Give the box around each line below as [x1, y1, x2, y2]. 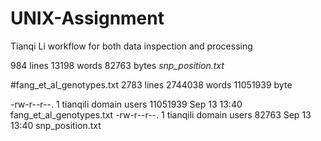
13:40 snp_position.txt [10, 119, 102, 131]
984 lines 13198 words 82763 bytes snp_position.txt [10, 59, 225, 71]
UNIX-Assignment [10, 7, 165, 30]
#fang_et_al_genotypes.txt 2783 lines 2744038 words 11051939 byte [10, 78, 293, 91]
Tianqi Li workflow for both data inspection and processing [10, 40, 253, 52]
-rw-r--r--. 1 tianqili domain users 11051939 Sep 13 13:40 [10, 98, 243, 110]
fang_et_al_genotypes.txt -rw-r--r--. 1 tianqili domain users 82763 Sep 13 [10, 108, 312, 121]
